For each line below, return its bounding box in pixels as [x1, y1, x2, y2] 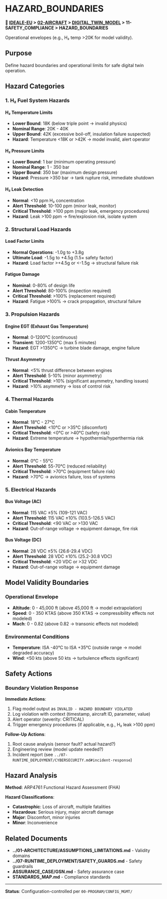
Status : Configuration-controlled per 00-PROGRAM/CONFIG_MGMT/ [5, 889, 133, 895]
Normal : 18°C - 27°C [12, 419, 55, 425]
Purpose [5, 49, 32, 57]
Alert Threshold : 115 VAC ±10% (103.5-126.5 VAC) [12, 515, 115, 521]
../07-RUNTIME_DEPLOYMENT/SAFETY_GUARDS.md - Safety [12, 858, 143, 864]
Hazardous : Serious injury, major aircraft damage [12, 809, 114, 815]
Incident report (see [12, 751, 53, 757]
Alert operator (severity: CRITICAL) [12, 716, 84, 722]
